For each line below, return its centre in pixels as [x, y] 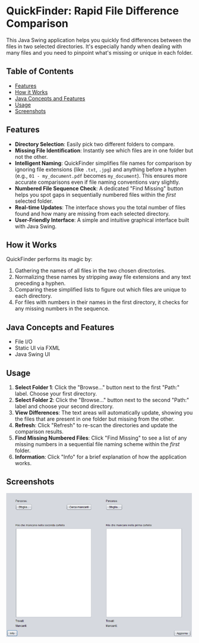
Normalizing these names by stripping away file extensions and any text [103, 277]
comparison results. [39, 432]
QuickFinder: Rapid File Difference [93, 11]
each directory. [33, 296]
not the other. [31, 156]
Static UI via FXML [37, 348]
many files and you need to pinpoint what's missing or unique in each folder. [99, 52]
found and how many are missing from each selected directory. [92, 214]
